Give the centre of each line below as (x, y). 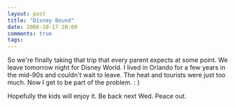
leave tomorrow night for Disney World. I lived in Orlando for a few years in (116, 68)
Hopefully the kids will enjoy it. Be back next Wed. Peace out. (97, 96)
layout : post (27, 14)
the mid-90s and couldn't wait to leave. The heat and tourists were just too (116, 75)
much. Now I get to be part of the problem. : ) (73, 82)
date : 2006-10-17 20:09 (43, 27)
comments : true (30, 33)
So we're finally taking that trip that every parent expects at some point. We (118, 60)
